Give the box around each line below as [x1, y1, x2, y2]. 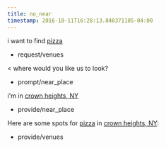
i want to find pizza [7, 36, 63, 45]
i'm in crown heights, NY [7, 91, 79, 100]
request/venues [17, 50, 64, 59]
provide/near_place [17, 105, 75, 113]
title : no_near [7, 10, 52, 18]
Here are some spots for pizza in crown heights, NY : [7, 118, 159, 127]
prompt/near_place [17, 77, 73, 86]
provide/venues [17, 132, 64, 141]
